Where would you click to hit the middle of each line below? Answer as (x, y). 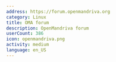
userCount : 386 (25, 34)
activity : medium (28, 45)
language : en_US (26, 50)
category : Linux (26, 17)
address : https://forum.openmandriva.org (58, 12)
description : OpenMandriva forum (48, 28)
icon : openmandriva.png (36, 39)
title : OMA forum (28, 22)
